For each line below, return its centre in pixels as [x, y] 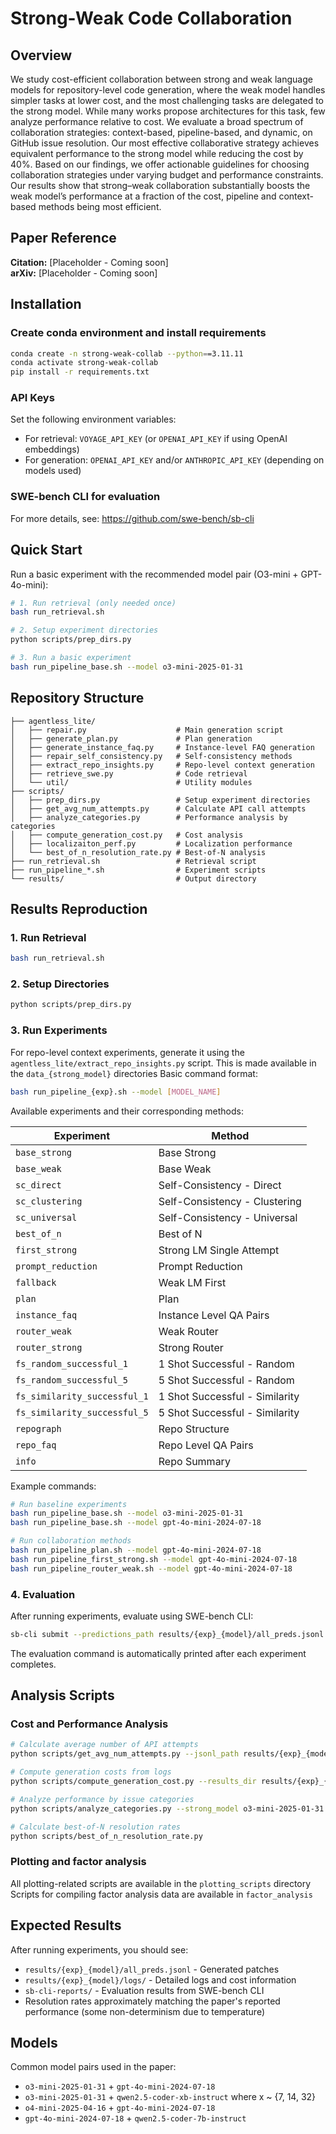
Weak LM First [192, 1282]
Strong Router [191, 1347]
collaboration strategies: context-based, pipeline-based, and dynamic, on [161, 132]
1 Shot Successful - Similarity [229, 1396]
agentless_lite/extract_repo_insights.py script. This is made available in [163, 1063]
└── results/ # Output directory [133, 878]
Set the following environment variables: [93, 419]
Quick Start [46, 550]
